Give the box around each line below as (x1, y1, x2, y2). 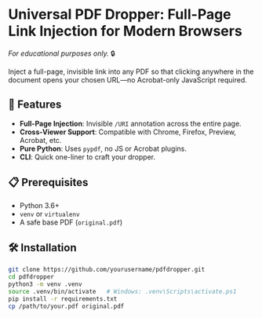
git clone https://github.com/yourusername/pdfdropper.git (8, 265, 206, 274)
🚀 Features (8, 98, 62, 111)
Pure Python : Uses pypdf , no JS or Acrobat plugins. (19, 144, 187, 153)
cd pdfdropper (8, 273, 55, 281)
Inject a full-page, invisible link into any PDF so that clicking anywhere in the (8, 67, 254, 76)
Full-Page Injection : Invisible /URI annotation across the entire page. (19, 119, 242, 128)
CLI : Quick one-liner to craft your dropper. (19, 152, 155, 162)
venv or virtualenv (19, 209, 80, 218)
